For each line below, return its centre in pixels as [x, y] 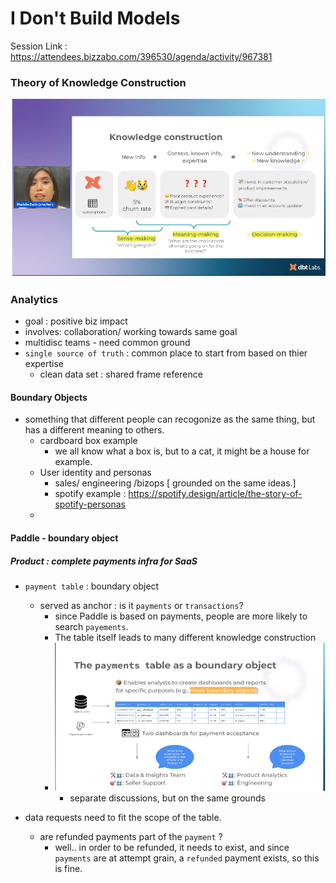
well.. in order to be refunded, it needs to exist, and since [172, 848]
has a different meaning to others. [94, 430]
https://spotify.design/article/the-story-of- [215, 494]
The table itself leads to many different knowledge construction [185, 637]
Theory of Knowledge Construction [98, 82]
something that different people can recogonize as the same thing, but [170, 419]
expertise [44, 364]
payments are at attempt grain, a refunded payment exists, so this [187, 858]
